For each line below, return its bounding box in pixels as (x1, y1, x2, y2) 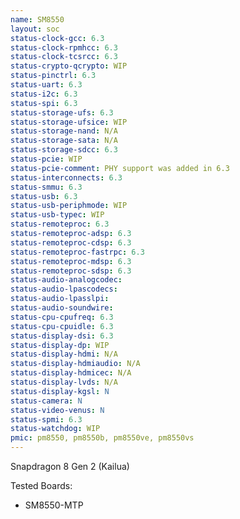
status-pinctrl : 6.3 (10, 71, 97, 81)
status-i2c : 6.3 (10, 89, 78, 99)
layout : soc (10, 24, 60, 34)
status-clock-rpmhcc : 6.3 (10, 42, 118, 53)
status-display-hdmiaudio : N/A (10, 359, 141, 369)
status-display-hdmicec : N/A (10, 368, 132, 378)
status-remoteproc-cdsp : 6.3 (10, 237, 132, 248)
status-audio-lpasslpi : (10, 294, 110, 304)
